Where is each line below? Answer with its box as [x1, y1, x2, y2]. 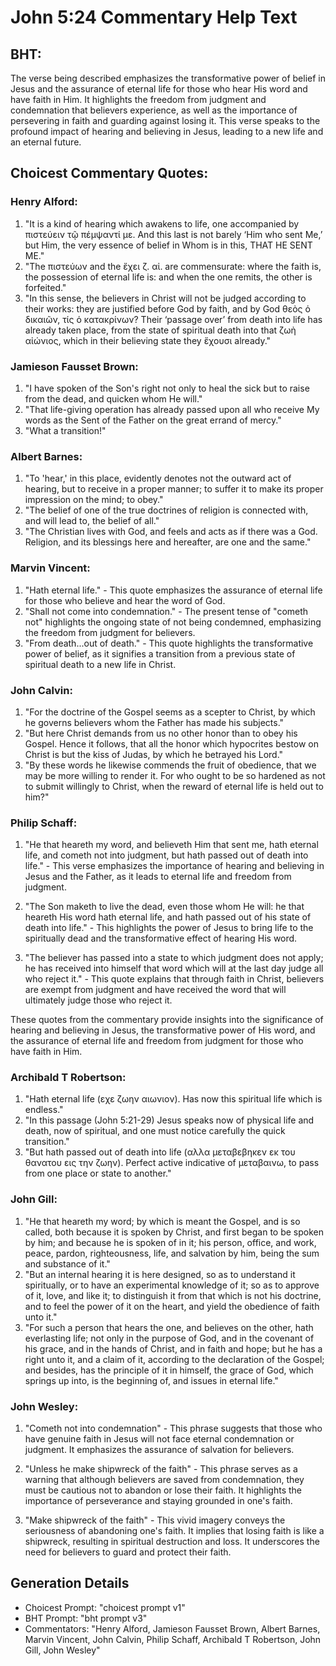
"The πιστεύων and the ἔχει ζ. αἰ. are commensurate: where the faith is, [24, 260, 322, 272]
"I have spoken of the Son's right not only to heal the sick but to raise [24, 382, 310, 394]
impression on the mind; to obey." [24, 494, 164, 506]
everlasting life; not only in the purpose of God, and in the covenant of [24, 1332, 315, 1344]
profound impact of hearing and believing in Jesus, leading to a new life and [10, 126, 324, 137]
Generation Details [10, 1575, 130, 1592]
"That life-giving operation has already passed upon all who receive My [24, 403, 320, 415]
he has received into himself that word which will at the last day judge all [24, 962, 324, 975]
